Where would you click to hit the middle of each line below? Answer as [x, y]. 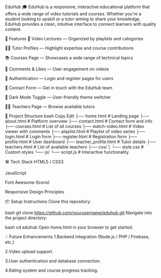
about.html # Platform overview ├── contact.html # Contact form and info [79, 121]
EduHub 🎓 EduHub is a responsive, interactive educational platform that [77, 7]
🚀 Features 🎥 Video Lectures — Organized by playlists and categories [74, 39]
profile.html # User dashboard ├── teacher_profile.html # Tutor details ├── [80, 142]
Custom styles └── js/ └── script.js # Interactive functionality [67, 152]
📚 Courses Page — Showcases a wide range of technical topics [69, 58]
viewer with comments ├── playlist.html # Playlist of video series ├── [75, 131]
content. [13, 29]
